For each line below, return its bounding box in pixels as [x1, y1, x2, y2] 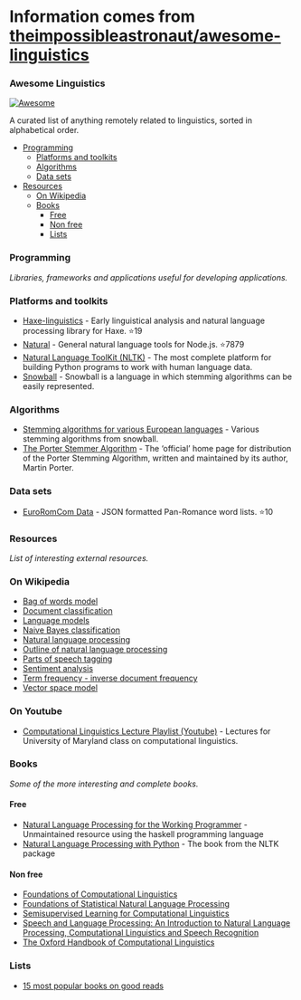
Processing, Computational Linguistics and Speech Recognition [22, 928, 259, 938]
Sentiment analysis [22, 663, 93, 674]
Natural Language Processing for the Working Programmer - [22, 819, 249, 830]
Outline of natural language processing [22, 644, 168, 655]
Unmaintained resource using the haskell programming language [22, 829, 264, 840]
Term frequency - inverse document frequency [22, 672, 198, 684]
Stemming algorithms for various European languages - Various [22, 424, 259, 435]
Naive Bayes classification [22, 624, 120, 635]
